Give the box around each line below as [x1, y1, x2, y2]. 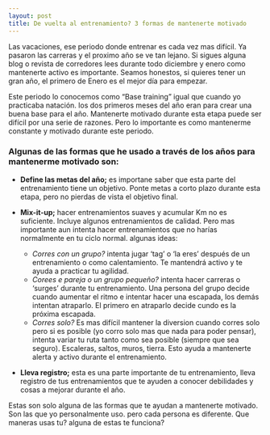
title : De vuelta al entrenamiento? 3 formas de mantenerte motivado [8, 19, 247, 27]
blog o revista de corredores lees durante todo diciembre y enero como [8, 58, 246, 69]
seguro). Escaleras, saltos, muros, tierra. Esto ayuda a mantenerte [31, 343, 251, 353]
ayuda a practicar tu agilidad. [31, 266, 129, 276]
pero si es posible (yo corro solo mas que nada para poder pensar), [31, 326, 256, 336]
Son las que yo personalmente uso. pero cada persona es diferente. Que [8, 409, 250, 419]
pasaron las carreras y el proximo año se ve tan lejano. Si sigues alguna [8, 50, 247, 60]
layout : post [8, 11, 52, 20]
